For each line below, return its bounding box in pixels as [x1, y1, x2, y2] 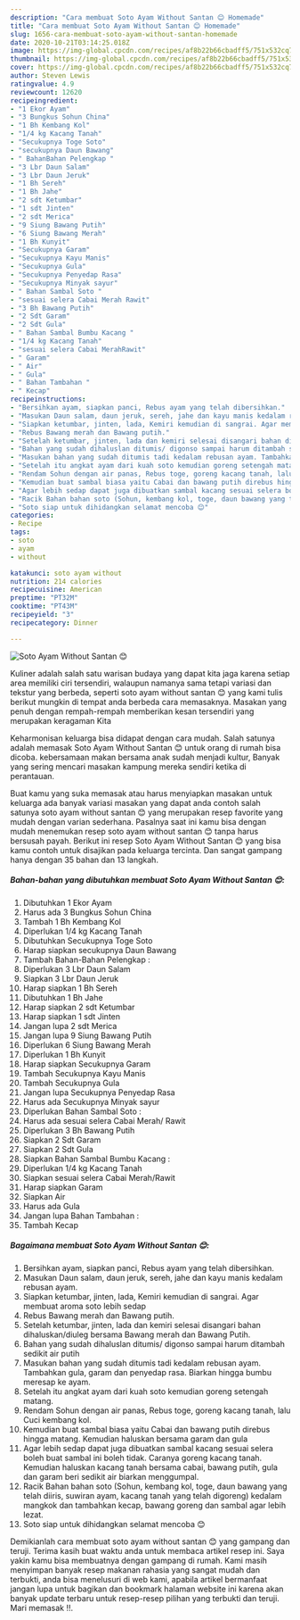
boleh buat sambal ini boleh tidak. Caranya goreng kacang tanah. [22, 1452, 263, 1463]
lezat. [22, 1509, 44, 1520]
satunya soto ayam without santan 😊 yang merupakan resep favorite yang [10, 807, 284, 818]
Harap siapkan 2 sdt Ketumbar [22, 1001, 135, 1012]
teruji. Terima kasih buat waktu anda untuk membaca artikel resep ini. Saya [10, 1545, 285, 1556]
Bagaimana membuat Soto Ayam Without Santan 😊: [10, 1240, 210, 1250]
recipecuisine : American [10, 586, 102, 594]
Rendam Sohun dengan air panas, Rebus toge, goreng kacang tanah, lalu [22, 1405, 291, 1416]
